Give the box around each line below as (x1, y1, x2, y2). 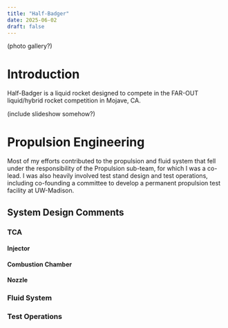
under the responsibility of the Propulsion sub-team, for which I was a (7, 164, 206, 173)
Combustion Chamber (7, 260, 73, 268)
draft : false (7, 23, 45, 30)
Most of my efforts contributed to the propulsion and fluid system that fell (7, 157, 216, 165)
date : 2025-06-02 (7, 17, 57, 24)
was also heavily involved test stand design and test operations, (26, 172, 209, 180)
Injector (7, 244, 30, 253)
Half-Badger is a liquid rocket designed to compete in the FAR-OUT (7, 89, 199, 98)
